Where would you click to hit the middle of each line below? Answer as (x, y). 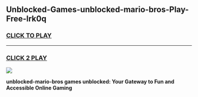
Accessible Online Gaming (39, 88)
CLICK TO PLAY (29, 36)
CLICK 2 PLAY (27, 58)
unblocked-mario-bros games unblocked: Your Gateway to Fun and (90, 81)
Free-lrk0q (26, 19)
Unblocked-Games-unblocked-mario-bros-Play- (98, 10)
